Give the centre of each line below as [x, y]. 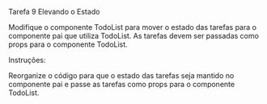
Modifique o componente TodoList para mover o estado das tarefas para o [133, 27]
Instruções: [27, 60]
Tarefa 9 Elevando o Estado [54, 12]
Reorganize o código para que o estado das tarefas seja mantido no [121, 75]
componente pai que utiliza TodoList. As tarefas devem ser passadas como [133, 36]
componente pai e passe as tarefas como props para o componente [122, 84]
